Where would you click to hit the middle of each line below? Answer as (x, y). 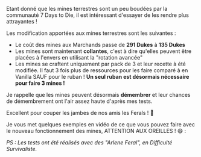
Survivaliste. (22, 149)
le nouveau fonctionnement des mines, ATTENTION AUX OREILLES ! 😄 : (96, 131)
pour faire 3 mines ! (40, 83)
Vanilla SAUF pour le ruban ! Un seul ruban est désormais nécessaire (102, 77)
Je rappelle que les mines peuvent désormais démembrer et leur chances (98, 95)
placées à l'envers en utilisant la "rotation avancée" (79, 57)
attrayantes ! (22, 21)
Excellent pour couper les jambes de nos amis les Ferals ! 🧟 (80, 113)
